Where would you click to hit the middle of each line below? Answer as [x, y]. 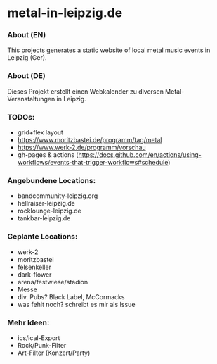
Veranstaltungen [31, 99]
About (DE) [26, 76]
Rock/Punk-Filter [42, 345]
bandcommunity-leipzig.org [58, 196]
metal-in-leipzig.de [65, 13]
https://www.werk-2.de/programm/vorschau [81, 148]
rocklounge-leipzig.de [50, 211]
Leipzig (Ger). [27, 58]
